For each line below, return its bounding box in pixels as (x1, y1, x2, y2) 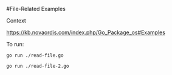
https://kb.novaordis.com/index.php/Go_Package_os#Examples (6, 29, 166, 36)
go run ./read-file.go (6, 52, 64, 59)
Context (6, 17, 26, 24)
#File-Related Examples (6, 5, 66, 12)
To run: (6, 41, 24, 48)
